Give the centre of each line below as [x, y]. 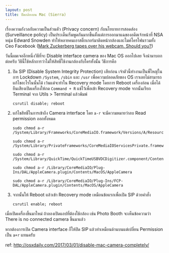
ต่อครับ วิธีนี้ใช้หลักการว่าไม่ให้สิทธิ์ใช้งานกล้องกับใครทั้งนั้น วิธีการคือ [61, 61]
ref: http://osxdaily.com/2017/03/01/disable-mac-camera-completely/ [77, 245]
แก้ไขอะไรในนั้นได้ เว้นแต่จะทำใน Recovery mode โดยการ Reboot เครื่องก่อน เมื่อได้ [87, 82]
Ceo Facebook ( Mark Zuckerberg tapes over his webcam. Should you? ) [79, 46]
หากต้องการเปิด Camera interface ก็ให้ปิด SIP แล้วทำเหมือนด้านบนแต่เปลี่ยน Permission [84, 229]
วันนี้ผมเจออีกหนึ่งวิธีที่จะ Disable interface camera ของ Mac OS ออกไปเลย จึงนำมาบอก [84, 55]
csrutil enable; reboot [37, 204]
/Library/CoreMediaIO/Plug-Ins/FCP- [85, 181]
